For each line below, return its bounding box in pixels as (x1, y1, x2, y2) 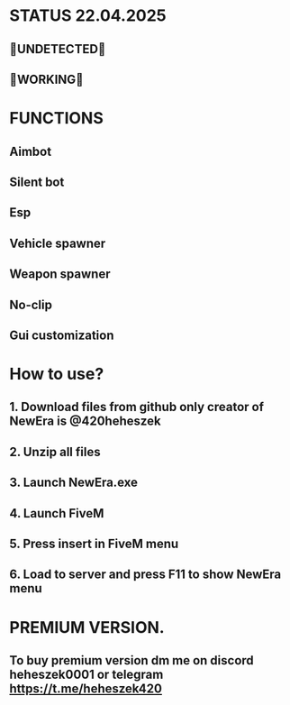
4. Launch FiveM (9, 506, 104, 521)
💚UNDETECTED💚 (9, 41, 106, 57)
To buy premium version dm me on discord (9, 653, 254, 668)
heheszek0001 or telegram (9, 667, 164, 682)
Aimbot (9, 143, 52, 159)
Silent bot (9, 174, 65, 189)
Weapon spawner (9, 267, 111, 282)
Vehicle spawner (9, 235, 106, 251)
